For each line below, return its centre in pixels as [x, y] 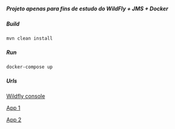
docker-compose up [29, 67]
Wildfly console [26, 96]
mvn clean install [29, 39]
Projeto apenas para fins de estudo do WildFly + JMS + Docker [87, 9]
